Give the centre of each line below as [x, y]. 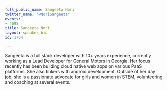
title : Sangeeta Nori [28, 28]
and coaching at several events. [38, 82]
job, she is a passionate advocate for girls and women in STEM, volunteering [84, 77]
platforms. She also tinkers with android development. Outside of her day [80, 71]
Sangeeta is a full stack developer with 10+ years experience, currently [78, 55]
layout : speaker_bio [27, 33]
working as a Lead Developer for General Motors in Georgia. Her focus [78, 61]
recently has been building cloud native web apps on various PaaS [74, 66]
